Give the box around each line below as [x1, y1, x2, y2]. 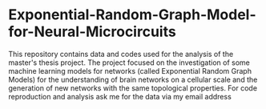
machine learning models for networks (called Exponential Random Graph [8, 66, 252, 75]
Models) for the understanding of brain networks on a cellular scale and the [8, 75, 258, 84]
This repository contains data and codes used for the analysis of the [8, 49, 234, 59]
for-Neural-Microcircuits [8, 22, 176, 41]
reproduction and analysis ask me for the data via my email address [8, 91, 232, 101]
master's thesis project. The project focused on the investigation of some [8, 58, 251, 67]
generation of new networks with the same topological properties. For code [8, 83, 258, 93]
